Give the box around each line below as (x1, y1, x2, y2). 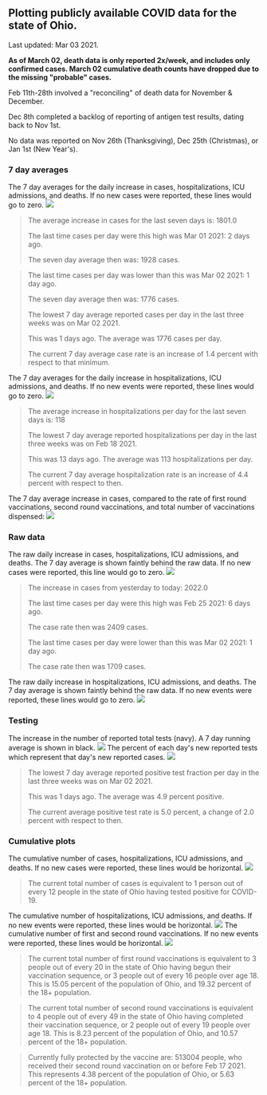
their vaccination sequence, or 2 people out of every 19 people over (27, 1020, 251, 1030)
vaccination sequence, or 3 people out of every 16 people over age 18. (27, 971, 259, 980)
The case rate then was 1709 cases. (27, 662, 147, 672)
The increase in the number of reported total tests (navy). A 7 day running (8, 733, 251, 742)
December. (8, 96, 45, 106)
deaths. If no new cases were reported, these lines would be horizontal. (8, 863, 244, 872)
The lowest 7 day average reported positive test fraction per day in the (27, 767, 260, 777)
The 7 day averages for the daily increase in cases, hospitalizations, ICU (8, 183, 245, 192)
